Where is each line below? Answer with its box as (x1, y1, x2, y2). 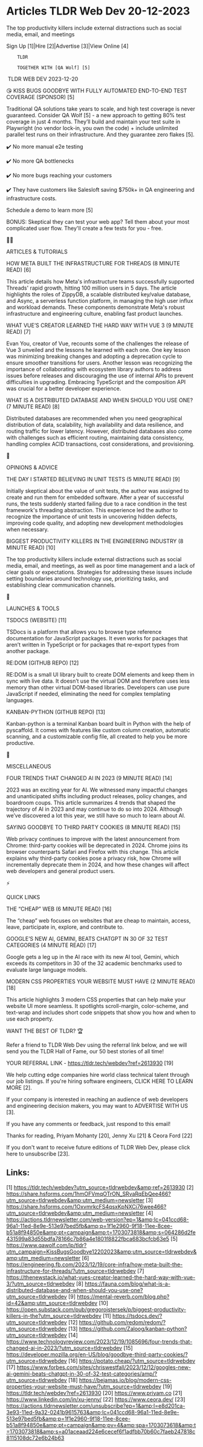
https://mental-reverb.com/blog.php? (77, 1293, 170, 1300)
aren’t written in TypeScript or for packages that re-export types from (6, 641, 179, 648)
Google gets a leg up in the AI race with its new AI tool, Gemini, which (6, 953, 179, 960)
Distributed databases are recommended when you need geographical (6, 414, 182, 421)
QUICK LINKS (6, 893, 40, 900)
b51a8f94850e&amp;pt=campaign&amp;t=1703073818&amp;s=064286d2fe (6, 1229, 196, 1236)
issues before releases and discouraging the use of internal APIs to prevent (6, 372, 194, 379)
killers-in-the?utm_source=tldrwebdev (6, 1312, 101, 1319)
